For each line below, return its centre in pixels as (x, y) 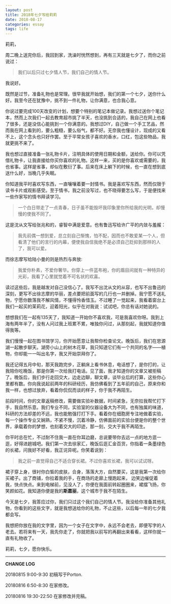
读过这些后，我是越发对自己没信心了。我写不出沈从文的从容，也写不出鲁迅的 (85, 287)
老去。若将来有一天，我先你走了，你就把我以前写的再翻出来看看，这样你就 (83, 532)
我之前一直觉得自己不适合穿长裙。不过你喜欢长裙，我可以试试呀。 (87, 461)
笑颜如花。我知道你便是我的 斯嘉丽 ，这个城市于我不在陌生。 (68, 491)
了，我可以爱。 (33, 249)
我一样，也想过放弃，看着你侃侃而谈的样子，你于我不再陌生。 (70, 390)
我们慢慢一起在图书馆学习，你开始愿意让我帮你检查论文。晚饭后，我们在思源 (85, 341)
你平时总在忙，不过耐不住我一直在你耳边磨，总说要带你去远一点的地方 (79, 438)
